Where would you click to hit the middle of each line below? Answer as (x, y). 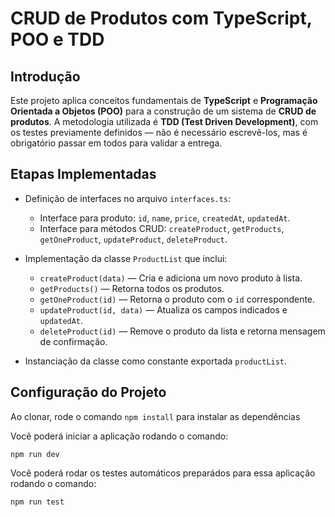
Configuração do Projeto (88, 392)
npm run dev (35, 454)
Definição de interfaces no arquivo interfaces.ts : (128, 198)
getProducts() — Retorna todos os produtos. (132, 288)
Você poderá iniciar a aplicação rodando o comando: (119, 436)
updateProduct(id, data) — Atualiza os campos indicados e (163, 309)
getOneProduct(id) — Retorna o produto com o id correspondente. (177, 299)
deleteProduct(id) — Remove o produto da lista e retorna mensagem (182, 331)
